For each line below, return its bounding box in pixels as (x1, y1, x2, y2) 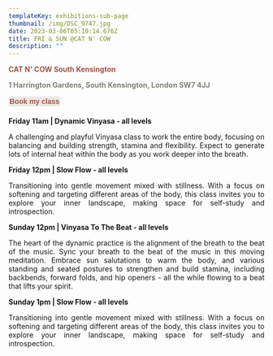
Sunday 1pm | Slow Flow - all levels (8, 297, 128, 307)
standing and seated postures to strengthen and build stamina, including (8, 264, 265, 274)
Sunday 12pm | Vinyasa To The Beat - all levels (8, 223, 169, 232)
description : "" (8, 42, 63, 50)
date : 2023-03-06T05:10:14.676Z (8, 27, 118, 35)
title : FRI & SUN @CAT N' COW (8, 34, 111, 43)
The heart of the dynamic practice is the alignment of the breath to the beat (8, 238, 265, 248)
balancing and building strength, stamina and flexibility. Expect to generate (8, 141, 265, 150)
